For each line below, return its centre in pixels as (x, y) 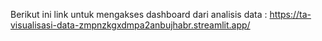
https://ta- (290, 14)
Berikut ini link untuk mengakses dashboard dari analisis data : (139, 14)
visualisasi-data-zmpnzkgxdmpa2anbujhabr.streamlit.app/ (130, 25)
